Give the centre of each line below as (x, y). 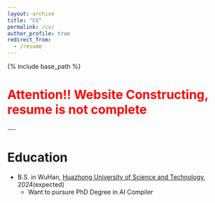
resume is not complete (77, 110)
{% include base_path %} (44, 66)
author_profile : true (39, 33)
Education (37, 158)
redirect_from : (29, 40)
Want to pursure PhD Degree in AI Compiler (91, 192)
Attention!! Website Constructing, (108, 95)
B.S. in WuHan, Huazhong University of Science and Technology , (111, 177)
